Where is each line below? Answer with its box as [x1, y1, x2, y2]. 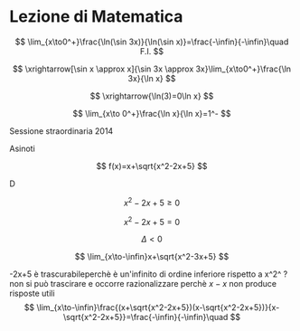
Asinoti [9, 143, 36, 154]
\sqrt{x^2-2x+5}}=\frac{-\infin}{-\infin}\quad [62, 312, 229, 323]
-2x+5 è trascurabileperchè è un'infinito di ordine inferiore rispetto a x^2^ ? [9, 269, 288, 279]
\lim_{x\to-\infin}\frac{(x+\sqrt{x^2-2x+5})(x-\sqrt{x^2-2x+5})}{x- [36, 302, 280, 313]
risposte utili [9, 288, 56, 299]
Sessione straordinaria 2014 [9, 125, 114, 137]
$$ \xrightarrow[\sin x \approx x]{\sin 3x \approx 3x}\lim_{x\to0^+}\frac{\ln [12, 63, 292, 74]
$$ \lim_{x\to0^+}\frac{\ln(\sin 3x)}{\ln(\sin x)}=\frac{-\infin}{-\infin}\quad [14, 36, 289, 47]
